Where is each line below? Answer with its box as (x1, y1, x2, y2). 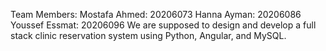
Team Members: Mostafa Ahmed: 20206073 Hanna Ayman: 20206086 (10, 9, 302, 20)
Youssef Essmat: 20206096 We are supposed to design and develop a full (10, 19, 317, 31)
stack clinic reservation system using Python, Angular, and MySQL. (10, 30, 287, 41)
